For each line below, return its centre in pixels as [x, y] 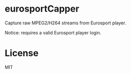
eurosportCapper [42, 9]
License [22, 53]
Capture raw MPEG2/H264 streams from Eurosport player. [65, 23]
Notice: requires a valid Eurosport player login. [53, 32]
